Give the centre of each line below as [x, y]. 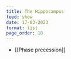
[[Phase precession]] [40, 50]
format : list [22, 28]
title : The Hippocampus [35, 11]
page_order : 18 [25, 33]
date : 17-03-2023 [27, 22]
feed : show [19, 17]
